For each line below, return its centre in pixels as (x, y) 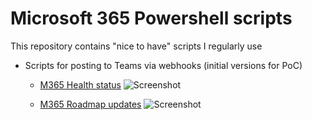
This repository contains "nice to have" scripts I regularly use (136, 46)
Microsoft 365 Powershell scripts (151, 18)
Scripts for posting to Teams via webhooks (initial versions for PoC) (163, 65)
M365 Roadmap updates (90, 104)
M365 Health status (80, 84)
